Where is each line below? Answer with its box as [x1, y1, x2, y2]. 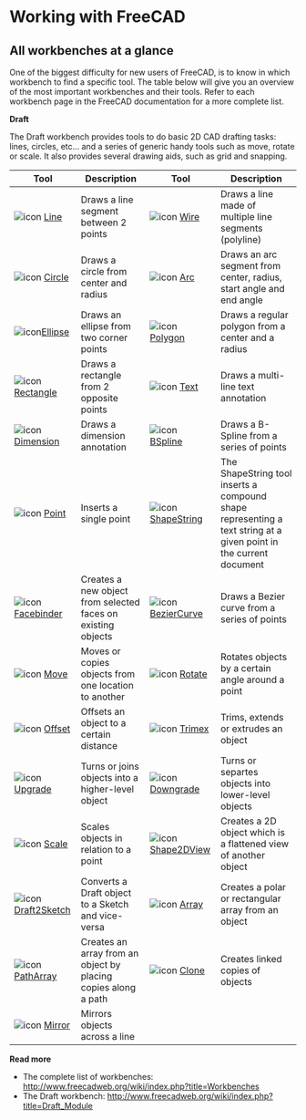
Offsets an [80, 705, 126, 718]
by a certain [219, 662, 271, 674]
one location [80, 679, 134, 691]
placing [80, 970, 113, 982]
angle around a [219, 673, 285, 686]
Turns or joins [80, 760, 139, 773]
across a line [80, 1031, 135, 1042]
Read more [9, 1053, 52, 1064]
